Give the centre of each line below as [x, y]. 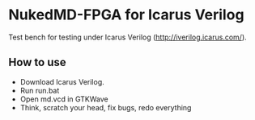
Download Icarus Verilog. [62, 81]
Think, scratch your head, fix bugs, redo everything [106, 107]
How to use [37, 62]
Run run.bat [40, 90]
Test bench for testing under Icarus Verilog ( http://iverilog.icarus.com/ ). [127, 37]
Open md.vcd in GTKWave [64, 99]
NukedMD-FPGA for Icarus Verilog [126, 15]
